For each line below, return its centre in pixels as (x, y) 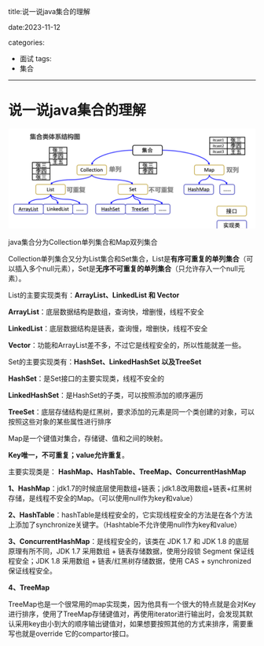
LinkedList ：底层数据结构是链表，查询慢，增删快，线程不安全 (108, 328)
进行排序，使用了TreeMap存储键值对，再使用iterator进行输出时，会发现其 (127, 614)
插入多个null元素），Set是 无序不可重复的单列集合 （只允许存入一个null (126, 268)
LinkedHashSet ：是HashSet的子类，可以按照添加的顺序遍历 (106, 395)
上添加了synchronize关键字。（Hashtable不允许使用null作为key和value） (125, 524)
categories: (26, 42)
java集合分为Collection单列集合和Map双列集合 (83, 242)
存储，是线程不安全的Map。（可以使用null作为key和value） (103, 498)
